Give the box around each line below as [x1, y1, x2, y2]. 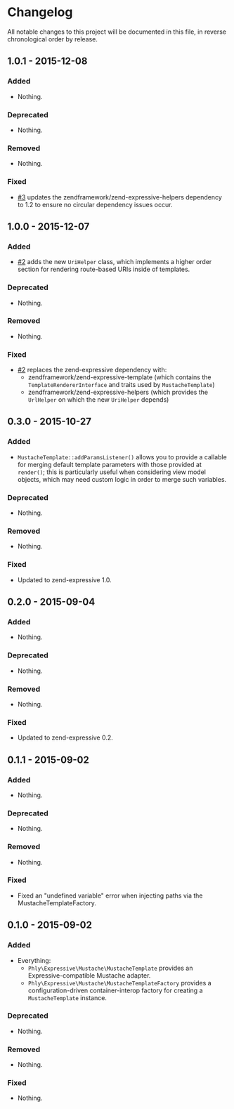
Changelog [7, 4, 73, 20]
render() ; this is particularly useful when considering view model [17, 468, 206, 476]
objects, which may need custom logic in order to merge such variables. [17, 475, 227, 483]
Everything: [17, 956, 51, 964]
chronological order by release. [7, 34, 98, 43]
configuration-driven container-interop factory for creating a [27, 986, 203, 995]
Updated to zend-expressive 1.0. [17, 575, 112, 584]
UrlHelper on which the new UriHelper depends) [27, 395, 169, 404]
